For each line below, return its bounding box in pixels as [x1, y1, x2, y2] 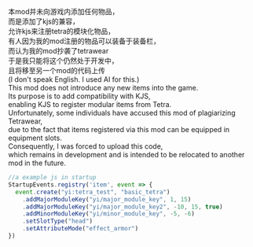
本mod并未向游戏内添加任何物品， [8, 7, 119, 16]
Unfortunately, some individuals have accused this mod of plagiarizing [8, 109, 236, 117]
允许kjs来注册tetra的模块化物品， [8, 27, 115, 35]
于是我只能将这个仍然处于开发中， [8, 56, 119, 65]
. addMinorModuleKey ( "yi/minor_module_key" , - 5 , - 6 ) [22, 210, 195, 218]
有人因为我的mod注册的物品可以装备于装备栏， [8, 36, 161, 46]
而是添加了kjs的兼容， [8, 17, 80, 26]
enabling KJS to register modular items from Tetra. [8, 100, 172, 109]
